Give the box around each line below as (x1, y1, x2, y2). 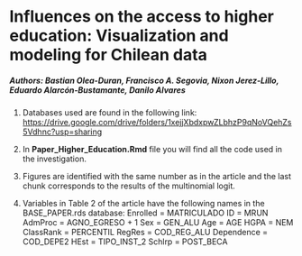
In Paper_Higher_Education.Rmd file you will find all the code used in (22, 144, 282, 155)
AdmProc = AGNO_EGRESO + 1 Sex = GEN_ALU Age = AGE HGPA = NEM (22, 217, 294, 228)
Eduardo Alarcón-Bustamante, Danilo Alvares (9, 84, 187, 96)
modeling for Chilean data (9, 45, 207, 65)
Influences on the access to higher (9, 6, 275, 27)
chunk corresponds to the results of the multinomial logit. (22, 180, 236, 191)
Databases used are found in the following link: (22, 107, 197, 118)
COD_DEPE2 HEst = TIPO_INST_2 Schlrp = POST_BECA (22, 236, 228, 247)
